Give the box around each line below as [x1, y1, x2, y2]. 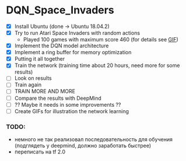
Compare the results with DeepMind [14, 94, 102, 101]
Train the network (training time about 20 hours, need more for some [14, 62, 180, 69]
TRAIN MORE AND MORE [14, 88, 76, 95]
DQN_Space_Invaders [6, 3, 115, 17]
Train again [14, 81, 42, 88]
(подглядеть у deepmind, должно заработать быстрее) [14, 142, 152, 149]
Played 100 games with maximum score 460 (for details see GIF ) [23, 36, 179, 43]
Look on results [14, 75, 52, 82]
